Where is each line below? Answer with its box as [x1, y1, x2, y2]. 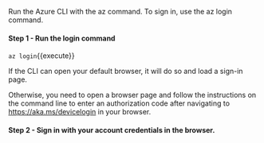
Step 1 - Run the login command [8, 33, 116, 43]
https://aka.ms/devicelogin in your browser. [8, 107, 152, 117]
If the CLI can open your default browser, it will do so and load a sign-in [8, 67, 243, 76]
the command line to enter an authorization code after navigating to [8, 99, 230, 108]
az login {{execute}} [8, 51, 76, 60]
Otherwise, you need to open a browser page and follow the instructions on [8, 91, 257, 100]
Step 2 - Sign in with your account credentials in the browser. [8, 125, 215, 134]
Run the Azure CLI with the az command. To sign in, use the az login [8, 7, 233, 16]
